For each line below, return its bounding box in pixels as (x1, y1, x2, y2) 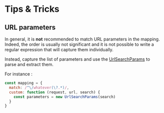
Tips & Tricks (4, 3, 60, 15)
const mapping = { (4, 80, 43, 85)
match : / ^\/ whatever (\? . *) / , (9, 85, 69, 90)
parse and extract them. (4, 62, 54, 67)
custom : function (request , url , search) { (9, 90, 100, 95)
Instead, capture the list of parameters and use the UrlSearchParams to (4, 56, 151, 62)
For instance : (4, 71, 33, 77)
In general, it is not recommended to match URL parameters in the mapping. (4, 36, 160, 42)
